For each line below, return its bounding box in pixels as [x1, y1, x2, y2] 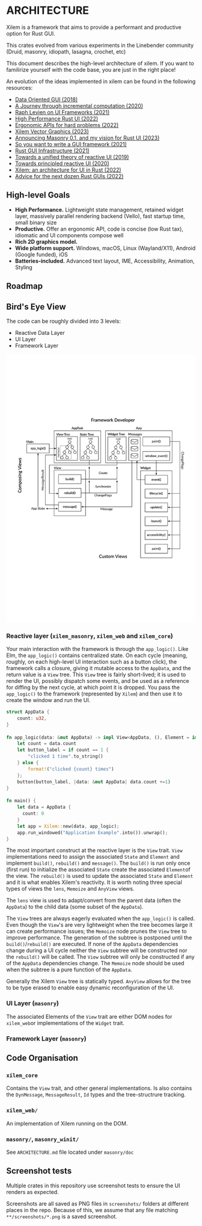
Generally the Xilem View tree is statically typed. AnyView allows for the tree [6, 978, 191, 985]
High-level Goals [6, 190, 70, 201]
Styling [14, 263, 33, 271]
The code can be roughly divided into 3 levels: [6, 317, 121, 325]
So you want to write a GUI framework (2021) [14, 140, 127, 148]
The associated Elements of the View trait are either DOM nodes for [6, 1013, 173, 1020]
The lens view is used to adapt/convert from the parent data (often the [6, 897, 182, 904]
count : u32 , [17, 715, 47, 721]
